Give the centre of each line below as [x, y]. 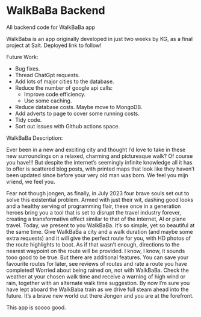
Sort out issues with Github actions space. [67, 126]
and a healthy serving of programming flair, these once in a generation [94, 206]
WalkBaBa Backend [56, 11]
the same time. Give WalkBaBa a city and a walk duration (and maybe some [100, 231]
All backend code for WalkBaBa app [51, 27]
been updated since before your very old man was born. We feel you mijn [97, 175]
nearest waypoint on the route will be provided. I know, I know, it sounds [96, 251]
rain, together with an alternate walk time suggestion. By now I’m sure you [98, 283]
